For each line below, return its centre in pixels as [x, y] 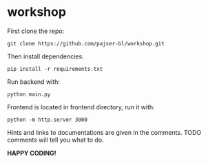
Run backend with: [34, 81]
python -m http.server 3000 [48, 120]
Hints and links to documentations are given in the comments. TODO [104, 132]
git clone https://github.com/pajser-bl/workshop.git [86, 43]
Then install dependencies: [45, 56]
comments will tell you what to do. [56, 140]
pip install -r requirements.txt [55, 69]
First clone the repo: [36, 31]
